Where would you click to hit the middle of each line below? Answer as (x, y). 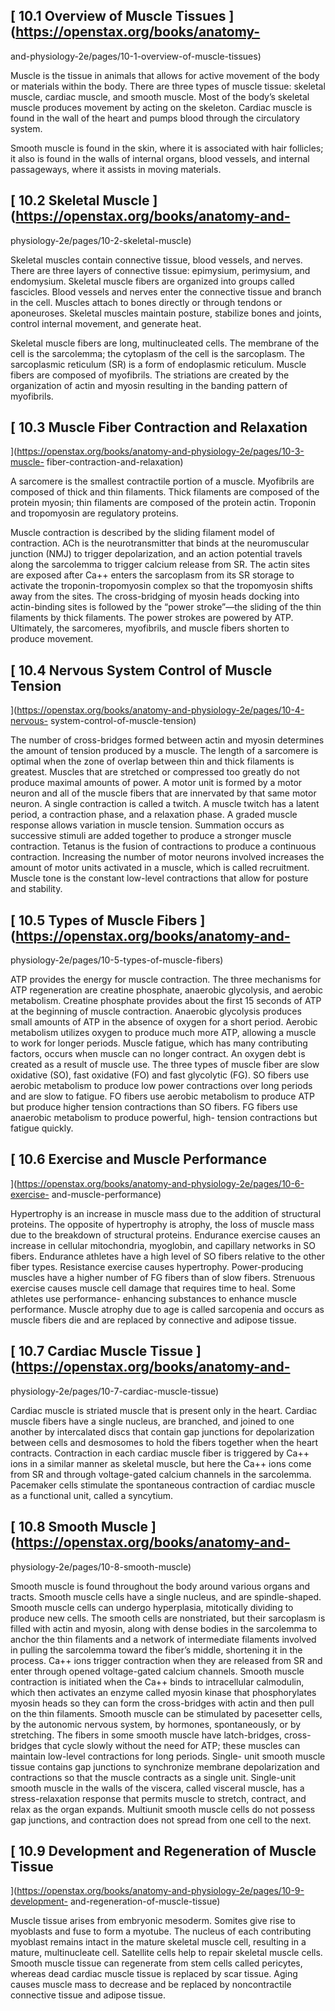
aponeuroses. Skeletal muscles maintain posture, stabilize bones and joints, (166, 313)
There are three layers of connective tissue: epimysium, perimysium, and (160, 270)
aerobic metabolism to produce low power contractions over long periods (161, 1086)
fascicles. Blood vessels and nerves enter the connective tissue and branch (166, 291)
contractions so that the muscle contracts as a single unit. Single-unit (153, 1777)
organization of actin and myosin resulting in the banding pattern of (149, 385)
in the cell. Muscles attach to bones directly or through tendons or (146, 302)
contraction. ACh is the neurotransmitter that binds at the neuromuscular (160, 543)
